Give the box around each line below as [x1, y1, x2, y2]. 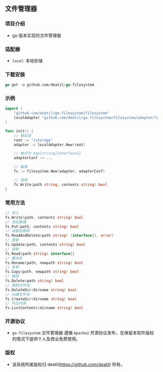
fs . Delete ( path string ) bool [5, 279, 64, 283]
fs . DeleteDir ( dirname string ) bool [5, 287, 77, 292]
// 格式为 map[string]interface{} [14, 151, 81, 156]
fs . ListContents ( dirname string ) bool [5, 306, 83, 311]
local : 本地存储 [12, 57, 43, 63]
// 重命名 [5, 256, 23, 260]
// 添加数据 [5, 220, 27, 224]
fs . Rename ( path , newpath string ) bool [5, 260, 83, 265]
